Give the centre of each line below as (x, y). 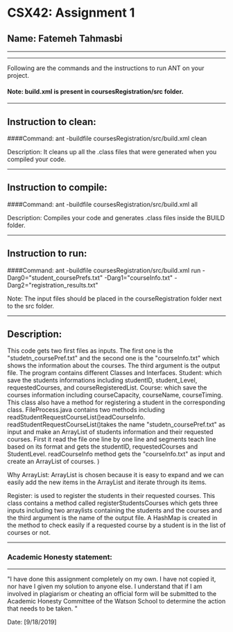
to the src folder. (31, 306)
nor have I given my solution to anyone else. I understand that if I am (105, 586)
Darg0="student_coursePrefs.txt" (55, 277)
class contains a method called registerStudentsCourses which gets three (113, 503)
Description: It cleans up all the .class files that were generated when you (112, 152)
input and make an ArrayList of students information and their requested (110, 432)
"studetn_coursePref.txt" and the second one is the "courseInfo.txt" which (113, 358)
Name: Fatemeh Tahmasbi (65, 39)
